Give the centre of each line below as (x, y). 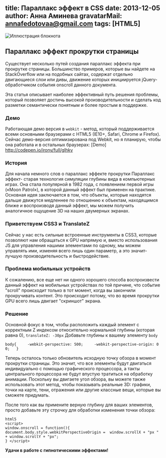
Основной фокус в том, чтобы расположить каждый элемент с (72, 325)
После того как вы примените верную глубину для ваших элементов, (79, 405)
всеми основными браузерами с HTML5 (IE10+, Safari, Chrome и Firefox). (83, 134)
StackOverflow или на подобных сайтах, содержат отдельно (69, 74)
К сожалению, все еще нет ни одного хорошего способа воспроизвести (82, 279)
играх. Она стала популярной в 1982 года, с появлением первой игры (80, 185)
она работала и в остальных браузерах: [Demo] (56, 145)
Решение (17, 314)
